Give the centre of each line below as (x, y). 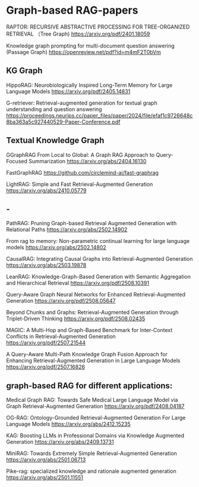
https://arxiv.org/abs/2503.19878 (46, 265)
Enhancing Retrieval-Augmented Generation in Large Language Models (93, 360)
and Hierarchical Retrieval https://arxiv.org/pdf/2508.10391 (78, 283)
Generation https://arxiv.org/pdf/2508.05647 (61, 301)
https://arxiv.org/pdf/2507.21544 (46, 343)
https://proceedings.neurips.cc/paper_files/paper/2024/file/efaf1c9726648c (99, 115)
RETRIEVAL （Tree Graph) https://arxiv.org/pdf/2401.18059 (78, 34)
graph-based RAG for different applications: (89, 386)
